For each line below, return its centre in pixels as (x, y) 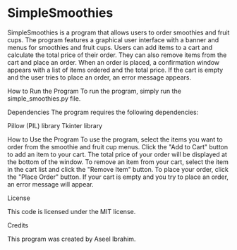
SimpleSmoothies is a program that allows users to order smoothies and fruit (119, 32)
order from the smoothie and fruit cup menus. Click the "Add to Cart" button (118, 146)
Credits (18, 225)
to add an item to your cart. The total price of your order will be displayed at (117, 154)
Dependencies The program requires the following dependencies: (103, 112)
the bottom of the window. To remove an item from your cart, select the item (118, 162)
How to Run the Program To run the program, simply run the (95, 91)
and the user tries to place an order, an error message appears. (99, 77)
